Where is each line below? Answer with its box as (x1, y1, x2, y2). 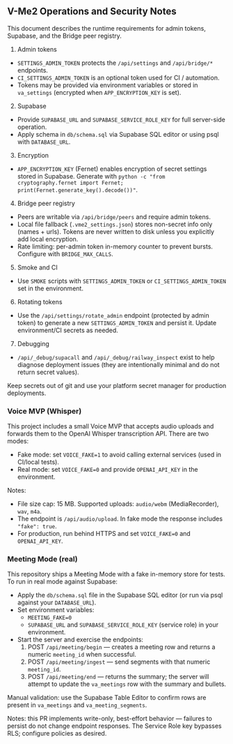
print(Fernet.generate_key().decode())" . (17, 185, 138, 194)
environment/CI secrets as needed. (17, 326, 118, 334)
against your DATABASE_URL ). (17, 598, 97, 607)
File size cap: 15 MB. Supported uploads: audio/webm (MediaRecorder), (17, 500, 219, 508)
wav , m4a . (17, 507, 42, 516)
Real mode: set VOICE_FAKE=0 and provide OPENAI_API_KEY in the (17, 466, 198, 474)
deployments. (7, 389, 47, 397)
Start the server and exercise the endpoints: (17, 635, 144, 644)
